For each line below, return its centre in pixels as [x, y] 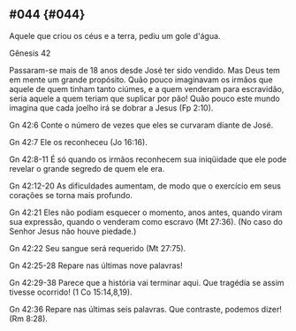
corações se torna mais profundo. [71, 195]
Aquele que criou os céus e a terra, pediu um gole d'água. [115, 35]
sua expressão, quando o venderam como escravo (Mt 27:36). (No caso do [146, 221]
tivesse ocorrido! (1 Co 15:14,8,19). [71, 292]
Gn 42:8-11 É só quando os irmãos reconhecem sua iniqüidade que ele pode [148, 159]
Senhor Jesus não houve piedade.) [73, 231]
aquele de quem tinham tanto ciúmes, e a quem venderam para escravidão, [147, 89]
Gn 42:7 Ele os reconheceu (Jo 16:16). [78, 142]
